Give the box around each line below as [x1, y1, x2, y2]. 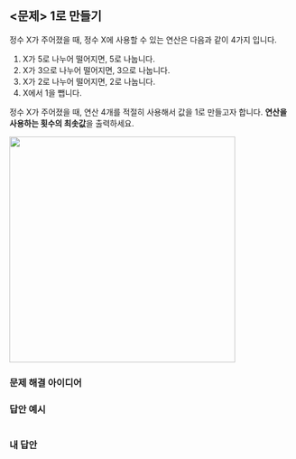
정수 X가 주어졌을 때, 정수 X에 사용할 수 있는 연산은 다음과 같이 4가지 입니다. [9, 34, 277, 45]
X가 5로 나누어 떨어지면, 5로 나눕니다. [22, 53, 156, 64]
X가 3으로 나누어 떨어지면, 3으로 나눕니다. [22, 64, 171, 75]
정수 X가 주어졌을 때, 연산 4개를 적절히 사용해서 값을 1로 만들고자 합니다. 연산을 [9, 107, 287, 117]
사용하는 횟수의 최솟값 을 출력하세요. [9, 117, 134, 128]
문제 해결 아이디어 [9, 376, 83, 389]
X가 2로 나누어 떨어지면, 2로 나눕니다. [22, 76, 156, 87]
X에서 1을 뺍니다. [22, 87, 83, 98]
